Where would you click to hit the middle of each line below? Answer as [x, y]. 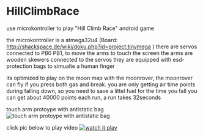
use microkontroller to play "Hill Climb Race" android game [80, 28]
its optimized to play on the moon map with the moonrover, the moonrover [100, 78]
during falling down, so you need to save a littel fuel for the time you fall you [102, 91]
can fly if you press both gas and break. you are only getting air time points [101, 84]
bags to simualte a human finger [74, 66]
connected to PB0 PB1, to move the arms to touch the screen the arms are [100, 53]
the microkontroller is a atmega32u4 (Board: [62, 40]
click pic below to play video [42, 127]
